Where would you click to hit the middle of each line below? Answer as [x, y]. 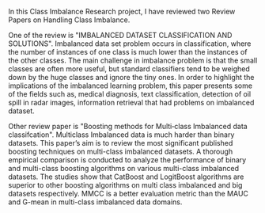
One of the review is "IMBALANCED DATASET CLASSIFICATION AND [120, 35]
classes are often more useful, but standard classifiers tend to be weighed [129, 69]
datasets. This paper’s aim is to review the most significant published [121, 143]
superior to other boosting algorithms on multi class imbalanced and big [125, 185]
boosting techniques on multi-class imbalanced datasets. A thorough [121, 151]
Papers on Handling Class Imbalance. [69, 20]
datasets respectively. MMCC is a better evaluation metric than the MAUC [129, 194]
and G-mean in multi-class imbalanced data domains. [95, 202]
